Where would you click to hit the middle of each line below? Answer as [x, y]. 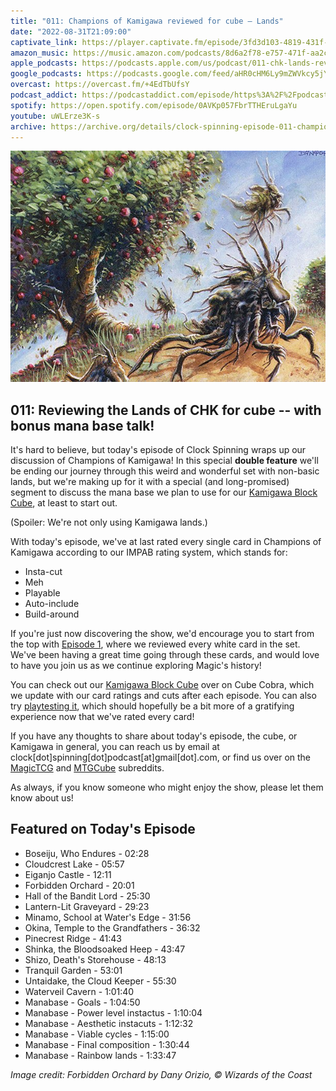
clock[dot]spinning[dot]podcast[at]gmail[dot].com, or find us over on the [160, 757]
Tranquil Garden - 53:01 [73, 970]
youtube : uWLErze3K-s [55, 116]
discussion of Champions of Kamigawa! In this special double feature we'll [164, 460]
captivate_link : [44, 42]
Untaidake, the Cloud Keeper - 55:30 [100, 981]
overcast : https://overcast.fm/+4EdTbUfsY [100, 85]
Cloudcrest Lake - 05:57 [74, 864]
